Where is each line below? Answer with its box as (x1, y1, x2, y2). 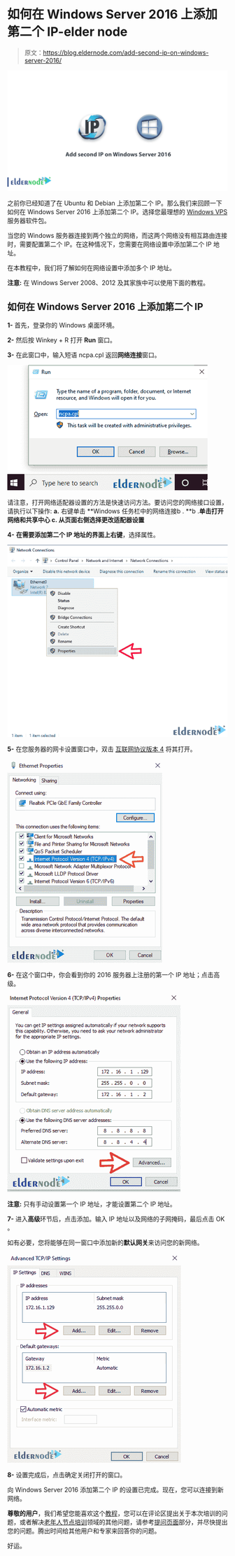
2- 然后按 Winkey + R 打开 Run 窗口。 (7, 335, 117, 344)
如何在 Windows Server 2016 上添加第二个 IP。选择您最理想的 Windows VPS (7, 208, 228, 216)
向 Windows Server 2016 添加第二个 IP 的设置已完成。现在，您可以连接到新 (7, 1485, 224, 1494)
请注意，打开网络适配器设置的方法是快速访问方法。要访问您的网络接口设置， (7, 498, 228, 506)
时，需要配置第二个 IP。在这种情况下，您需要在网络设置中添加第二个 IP (7, 240, 212, 248)
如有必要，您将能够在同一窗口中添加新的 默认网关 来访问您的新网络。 (7, 1238, 204, 1247)
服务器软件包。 (7, 216, 50, 225)
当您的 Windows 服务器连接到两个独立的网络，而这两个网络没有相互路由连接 (7, 232, 227, 240)
